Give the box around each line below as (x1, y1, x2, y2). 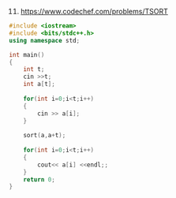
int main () (9, 50, 45, 58)
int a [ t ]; (23, 80, 56, 88)
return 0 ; (23, 175, 56, 184)
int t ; (23, 65, 45, 73)
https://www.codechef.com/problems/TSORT (20, 7, 168, 16)
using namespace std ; (9, 36, 81, 44)
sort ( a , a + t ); (23, 132, 66, 140)
